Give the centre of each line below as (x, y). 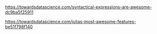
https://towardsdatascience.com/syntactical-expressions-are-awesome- (78, 7)
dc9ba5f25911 (19, 12)
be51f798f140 (19, 27)
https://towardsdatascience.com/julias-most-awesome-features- (71, 22)
